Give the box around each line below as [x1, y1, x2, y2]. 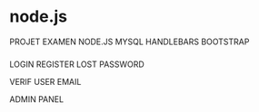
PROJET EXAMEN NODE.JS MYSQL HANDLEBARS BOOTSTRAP [9, 36, 250, 47]
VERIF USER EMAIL [9, 76, 82, 87]
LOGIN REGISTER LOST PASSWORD [9, 59, 145, 70]
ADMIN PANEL [9, 93, 65, 105]
